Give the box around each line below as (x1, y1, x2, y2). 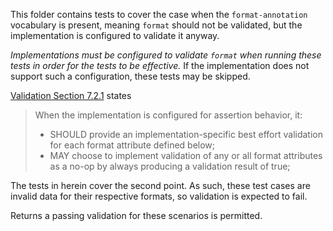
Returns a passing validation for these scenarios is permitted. (10, 210, 263, 221)
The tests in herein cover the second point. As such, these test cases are (10, 180, 311, 191)
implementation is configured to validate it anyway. (10, 30, 220, 41)
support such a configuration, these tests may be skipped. (10, 70, 251, 82)
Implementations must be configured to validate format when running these (10, 49, 322, 61)
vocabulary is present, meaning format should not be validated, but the (10, 19, 303, 31)
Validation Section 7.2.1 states (10, 90, 132, 101)
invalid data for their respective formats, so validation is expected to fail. (10, 190, 308, 202)
